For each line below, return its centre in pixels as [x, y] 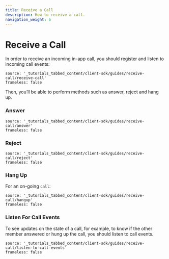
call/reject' [19, 158]
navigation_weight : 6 [28, 19]
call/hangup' [19, 200]
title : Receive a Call [29, 10]
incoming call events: [27, 64]
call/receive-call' [26, 78]
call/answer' [19, 125]
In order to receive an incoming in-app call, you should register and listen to [85, 59]
